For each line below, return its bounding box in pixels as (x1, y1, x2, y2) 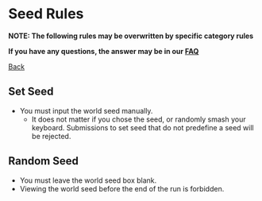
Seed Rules (8, 5, 84, 23)
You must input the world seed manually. (19, 106, 153, 115)
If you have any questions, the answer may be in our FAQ (8, 46, 199, 56)
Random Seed (8, 154, 79, 168)
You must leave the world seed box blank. (19, 176, 157, 185)
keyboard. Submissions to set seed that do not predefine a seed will (31, 122, 254, 132)
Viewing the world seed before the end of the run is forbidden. (19, 184, 225, 193)
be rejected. (31, 131, 71, 141)
